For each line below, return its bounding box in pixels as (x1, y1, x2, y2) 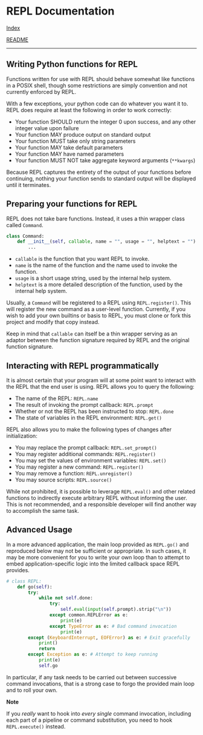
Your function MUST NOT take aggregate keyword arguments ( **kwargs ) (14, 156, 196, 164)
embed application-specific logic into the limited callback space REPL (6, 560, 180, 567)
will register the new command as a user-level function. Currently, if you (6, 306, 186, 313)
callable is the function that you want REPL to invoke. (14, 255, 150, 263)
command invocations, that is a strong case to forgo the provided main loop (6, 680, 195, 687)
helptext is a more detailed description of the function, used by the (14, 281, 183, 288)
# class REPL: (6, 578, 42, 584)
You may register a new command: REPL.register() (14, 463, 144, 470)
